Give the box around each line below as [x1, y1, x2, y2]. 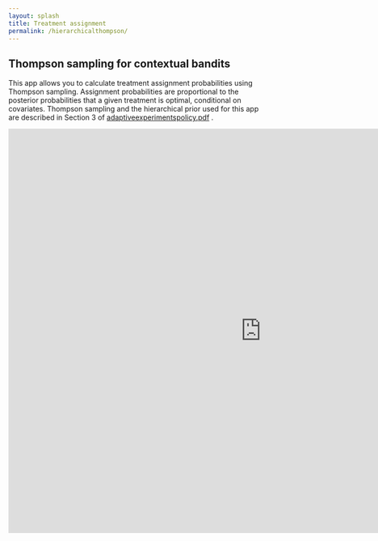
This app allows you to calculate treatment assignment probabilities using [8, 78, 253, 88]
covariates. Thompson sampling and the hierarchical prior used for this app [8, 104, 259, 114]
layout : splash [8, 11, 60, 20]
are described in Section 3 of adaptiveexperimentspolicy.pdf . [8, 112, 214, 122]
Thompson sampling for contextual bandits [8, 57, 231, 70]
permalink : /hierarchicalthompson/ [8, 27, 128, 35]
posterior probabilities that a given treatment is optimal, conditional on [8, 95, 241, 105]
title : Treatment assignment [8, 19, 107, 27]
